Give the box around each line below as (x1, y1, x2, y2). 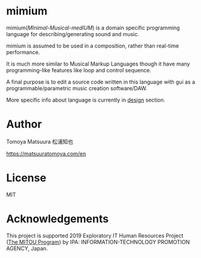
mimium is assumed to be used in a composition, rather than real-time (6, 42, 179, 49)
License (6, 171, 47, 185)
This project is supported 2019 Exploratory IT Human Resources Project (6, 232, 184, 239)
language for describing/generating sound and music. (6, 30, 140, 37)
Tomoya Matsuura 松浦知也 (6, 138, 74, 145)
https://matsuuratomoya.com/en (6, 150, 86, 157)
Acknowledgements (6, 212, 109, 226)
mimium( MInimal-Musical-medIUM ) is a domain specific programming (6, 24, 180, 31)
